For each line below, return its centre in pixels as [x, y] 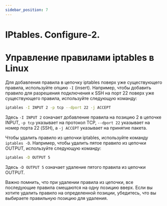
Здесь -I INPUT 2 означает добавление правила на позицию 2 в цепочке [83, 117]
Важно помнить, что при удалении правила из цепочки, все [69, 182]
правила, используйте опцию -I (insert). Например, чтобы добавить [78, 87]
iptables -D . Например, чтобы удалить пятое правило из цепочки [76, 143]
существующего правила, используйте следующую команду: [71, 98]
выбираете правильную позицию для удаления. [57, 198]
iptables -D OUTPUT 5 [28, 157]
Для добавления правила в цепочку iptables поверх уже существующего [84, 82]
